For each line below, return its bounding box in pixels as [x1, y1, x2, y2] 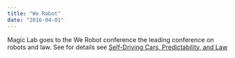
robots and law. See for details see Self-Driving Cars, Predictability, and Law [7, 43, 228, 51]
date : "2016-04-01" [7, 17, 65, 23]
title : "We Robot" [7, 10, 61, 17]
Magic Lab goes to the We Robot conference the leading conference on [7, 35, 215, 43]
